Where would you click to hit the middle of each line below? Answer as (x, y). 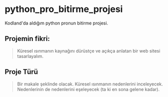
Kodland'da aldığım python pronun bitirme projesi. (57, 23)
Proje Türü (21, 72)
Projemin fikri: (27, 39)
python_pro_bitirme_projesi (64, 9)
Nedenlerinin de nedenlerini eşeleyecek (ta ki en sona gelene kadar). (88, 89)
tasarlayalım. (30, 56)
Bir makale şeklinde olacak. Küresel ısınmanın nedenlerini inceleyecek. (90, 84)
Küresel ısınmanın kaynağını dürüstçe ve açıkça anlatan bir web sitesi (89, 50)
